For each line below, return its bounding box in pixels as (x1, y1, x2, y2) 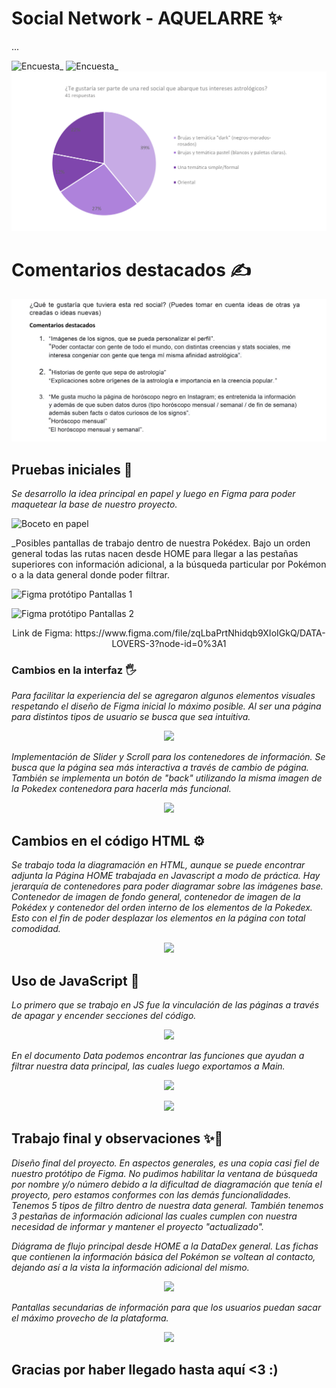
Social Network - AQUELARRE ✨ (11, 7, 283, 30)
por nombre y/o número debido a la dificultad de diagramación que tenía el (11, 1178, 323, 1190)
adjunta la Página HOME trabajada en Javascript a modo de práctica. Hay (11, 870, 321, 882)
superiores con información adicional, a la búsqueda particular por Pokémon (11, 558, 327, 570)
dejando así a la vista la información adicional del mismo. (11, 1261, 250, 1273)
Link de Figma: (12, 627, 73, 639)
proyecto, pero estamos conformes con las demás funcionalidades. (11, 1188, 291, 1201)
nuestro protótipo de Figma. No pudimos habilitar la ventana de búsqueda (11, 1167, 318, 1179)
